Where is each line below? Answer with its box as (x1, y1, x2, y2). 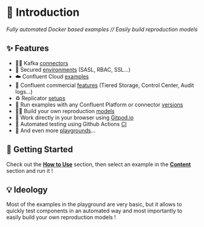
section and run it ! (6, 167, 53, 174)
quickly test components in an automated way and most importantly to (6, 207, 183, 215)
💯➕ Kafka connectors (15, 59, 69, 66)
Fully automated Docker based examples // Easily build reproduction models (6, 26, 198, 33)
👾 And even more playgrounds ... (15, 127, 96, 134)
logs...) (15, 88, 33, 95)
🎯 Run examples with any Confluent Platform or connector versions (15, 100, 183, 108)
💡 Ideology (6, 184, 48, 195)
